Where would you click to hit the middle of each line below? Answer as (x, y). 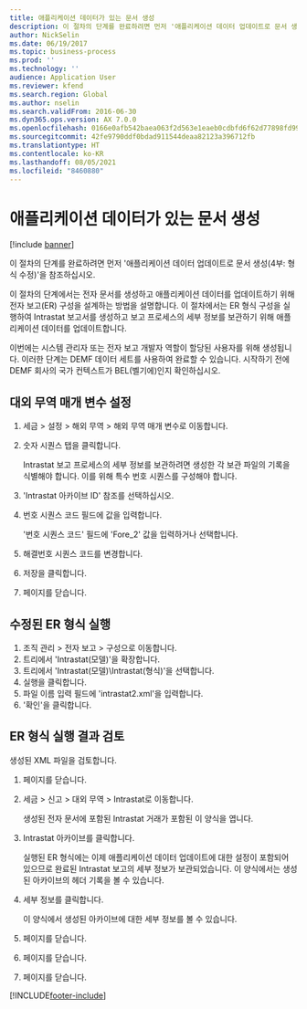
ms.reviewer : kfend (47, 86)
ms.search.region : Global (58, 94)
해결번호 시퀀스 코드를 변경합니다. (83, 554)
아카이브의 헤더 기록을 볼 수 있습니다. (98, 880)
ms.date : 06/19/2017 (49, 43)
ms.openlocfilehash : (49, 129)
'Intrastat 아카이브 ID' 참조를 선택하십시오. (98, 496)
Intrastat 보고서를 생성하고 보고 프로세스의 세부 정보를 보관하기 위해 (154, 317)
